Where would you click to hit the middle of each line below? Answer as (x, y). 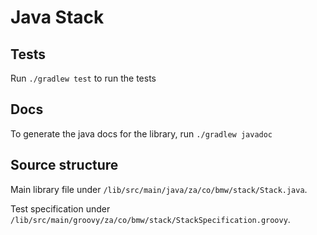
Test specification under (60, 208)
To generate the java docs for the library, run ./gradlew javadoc (141, 133)
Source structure (64, 165)
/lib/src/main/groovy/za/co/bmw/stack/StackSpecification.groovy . (150, 219)
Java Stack (57, 17)
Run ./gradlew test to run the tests (83, 78)
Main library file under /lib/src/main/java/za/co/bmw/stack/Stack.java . (159, 189)
